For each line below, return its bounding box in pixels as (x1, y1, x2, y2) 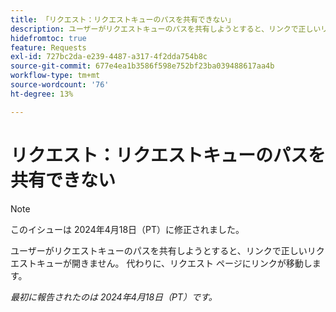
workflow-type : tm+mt (10, 71, 101, 81)
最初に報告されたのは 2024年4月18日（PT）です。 (10, 291, 218, 303)
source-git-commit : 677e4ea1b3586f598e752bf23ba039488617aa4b (10, 61, 275, 71)
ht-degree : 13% (10, 89, 74, 99)
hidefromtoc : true (10, 33, 87, 43)
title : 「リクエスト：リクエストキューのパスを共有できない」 (10, 14, 236, 25)
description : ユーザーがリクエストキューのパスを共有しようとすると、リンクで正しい (10, 24, 322, 34)
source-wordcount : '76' (10, 80, 110, 90)
